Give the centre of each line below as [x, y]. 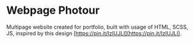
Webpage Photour [53, 10]
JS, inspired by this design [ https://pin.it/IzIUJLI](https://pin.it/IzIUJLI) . [94, 33]
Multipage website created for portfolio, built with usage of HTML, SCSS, [97, 27]
